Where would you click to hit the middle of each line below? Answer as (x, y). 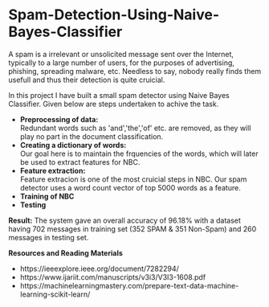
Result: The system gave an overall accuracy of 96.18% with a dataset (124, 220)
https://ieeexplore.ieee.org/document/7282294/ (99, 268)
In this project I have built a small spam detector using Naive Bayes (119, 95)
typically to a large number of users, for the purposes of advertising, (122, 63)
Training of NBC (47, 196)
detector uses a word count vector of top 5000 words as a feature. (130, 187)
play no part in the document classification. (92, 136)
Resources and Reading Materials (65, 253)
